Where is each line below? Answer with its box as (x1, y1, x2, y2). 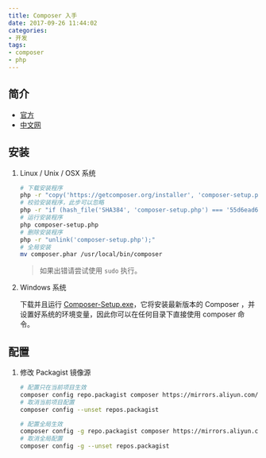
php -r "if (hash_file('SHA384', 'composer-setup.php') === (19, 206, 223, 215)
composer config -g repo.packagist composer (19, 427, 170, 436)
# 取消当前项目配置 (19, 398, 75, 406)
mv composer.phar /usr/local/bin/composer (19, 250, 163, 258)
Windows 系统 (19, 283, 67, 293)
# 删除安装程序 (19, 228, 64, 236)
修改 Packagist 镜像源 (19, 367, 91, 378)
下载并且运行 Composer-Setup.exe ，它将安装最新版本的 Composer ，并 (19, 300, 256, 309)
